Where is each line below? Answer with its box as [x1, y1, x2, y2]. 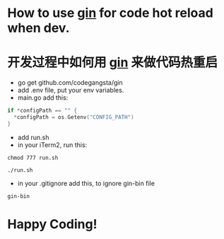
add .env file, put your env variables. [17, 86, 124, 95]
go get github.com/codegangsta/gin [17, 78, 124, 87]
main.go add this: [17, 93, 69, 102]
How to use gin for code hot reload [7, 5, 213, 21]
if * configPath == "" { [7, 107, 78, 115]
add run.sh [17, 133, 49, 141]
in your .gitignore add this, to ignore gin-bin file [17, 179, 155, 187]
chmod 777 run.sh [7, 154, 59, 161]
